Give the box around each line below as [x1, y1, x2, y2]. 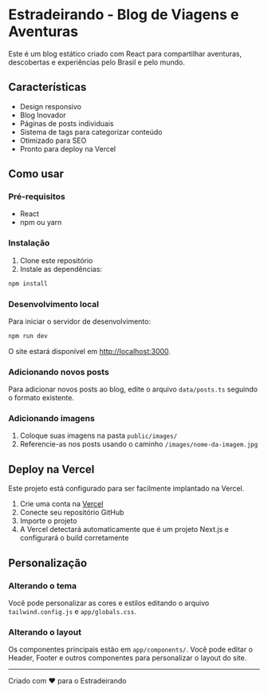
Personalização [8, 556, 88, 569]
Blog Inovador [19, 110, 66, 120]
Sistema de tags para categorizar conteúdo [19, 127, 163, 136]
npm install [8, 279, 48, 288]
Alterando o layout [8, 626, 82, 637]
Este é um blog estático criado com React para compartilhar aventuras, [8, 49, 242, 58]
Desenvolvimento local [8, 298, 100, 309]
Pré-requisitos [8, 191, 65, 203]
